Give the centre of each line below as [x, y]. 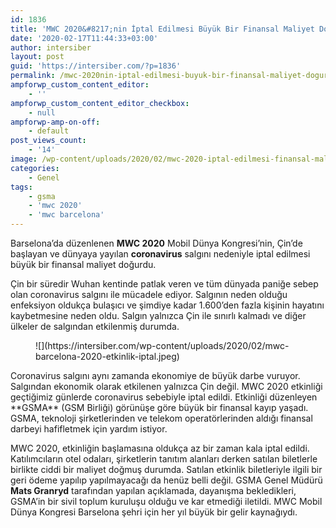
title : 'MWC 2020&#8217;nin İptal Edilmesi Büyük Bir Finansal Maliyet [162, 29]
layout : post [37, 57]
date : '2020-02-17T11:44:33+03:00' [84, 38]
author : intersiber [51, 47]
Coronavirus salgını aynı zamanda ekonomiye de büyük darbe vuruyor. [155, 375]
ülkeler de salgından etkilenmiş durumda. [95, 326]
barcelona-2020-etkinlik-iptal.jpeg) [107, 356]
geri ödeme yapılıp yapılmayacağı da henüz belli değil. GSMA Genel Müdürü [166, 480]
